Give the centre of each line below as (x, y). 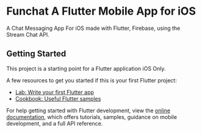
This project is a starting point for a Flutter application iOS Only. (86, 68)
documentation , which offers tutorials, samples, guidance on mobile (92, 117)
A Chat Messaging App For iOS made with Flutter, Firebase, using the (93, 28)
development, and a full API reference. (55, 123)
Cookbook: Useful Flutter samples (58, 98)
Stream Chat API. (28, 34)
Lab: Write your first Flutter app (55, 92)
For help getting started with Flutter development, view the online (88, 110)
